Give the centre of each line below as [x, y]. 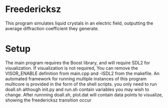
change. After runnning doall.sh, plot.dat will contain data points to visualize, [84, 94]
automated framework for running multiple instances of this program [76, 78]
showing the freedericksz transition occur [48, 100]
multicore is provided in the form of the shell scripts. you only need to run [81, 84]
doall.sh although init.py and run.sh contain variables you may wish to [77, 89]
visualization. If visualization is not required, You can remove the [72, 68]
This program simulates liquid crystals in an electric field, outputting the [79, 23]
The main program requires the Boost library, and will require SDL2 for [78, 63]
